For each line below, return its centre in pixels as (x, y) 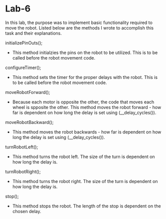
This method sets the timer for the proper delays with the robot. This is (85, 77)
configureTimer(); (23, 67)
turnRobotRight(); (23, 171)
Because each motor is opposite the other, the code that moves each (83, 102)
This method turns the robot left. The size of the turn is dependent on (84, 156)
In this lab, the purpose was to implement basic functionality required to (79, 22)
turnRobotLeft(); (22, 147)
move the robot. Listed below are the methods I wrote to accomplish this (80, 27)
